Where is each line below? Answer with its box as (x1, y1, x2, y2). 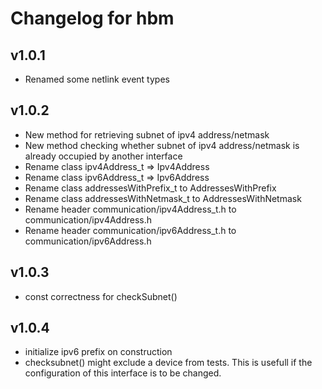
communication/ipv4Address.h (24, 213, 153, 226)
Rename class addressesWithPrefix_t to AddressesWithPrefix (24, 182, 277, 194)
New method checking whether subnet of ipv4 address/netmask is (24, 139, 300, 151)
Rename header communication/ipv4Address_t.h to (24, 203, 237, 215)
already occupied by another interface (24, 150, 183, 162)
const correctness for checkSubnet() (24, 290, 178, 302)
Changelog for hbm (10, 7, 175, 30)
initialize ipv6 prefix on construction (24, 346, 173, 358)
